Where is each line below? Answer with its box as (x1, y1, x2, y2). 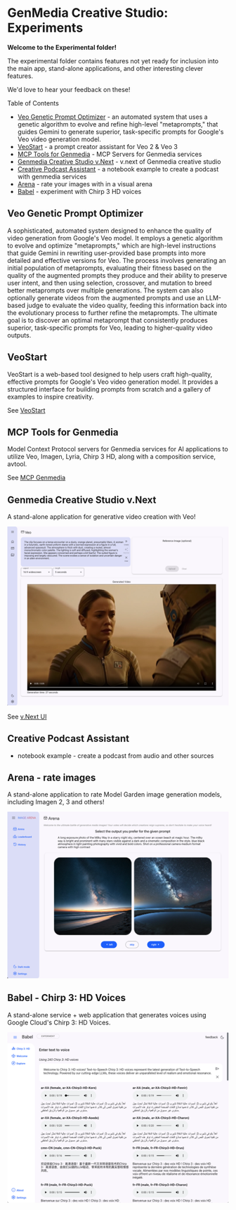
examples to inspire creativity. (7, 392, 94, 401)
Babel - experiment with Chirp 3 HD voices (17, 187, 142, 195)
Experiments (7, 20, 84, 36)
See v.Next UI (7, 712, 47, 721)
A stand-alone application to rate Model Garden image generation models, (7, 790, 223, 799)
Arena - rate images (7, 771, 96, 783)
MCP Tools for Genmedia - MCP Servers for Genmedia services (17, 150, 202, 158)
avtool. (7, 460, 27, 468)
